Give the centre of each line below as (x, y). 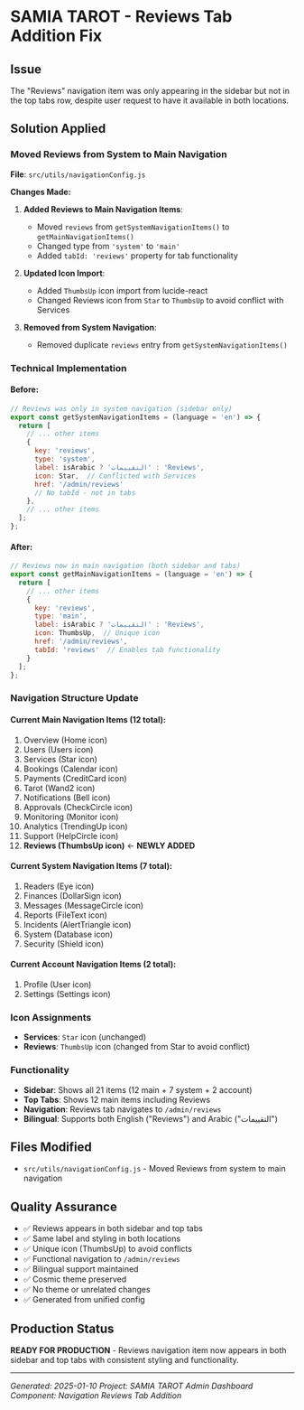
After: (22, 546)
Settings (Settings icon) (67, 994)
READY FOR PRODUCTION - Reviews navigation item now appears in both (148, 1350)
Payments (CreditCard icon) (75, 778)
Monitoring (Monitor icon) (71, 817)
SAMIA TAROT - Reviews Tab (121, 17)
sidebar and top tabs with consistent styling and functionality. (125, 1359)
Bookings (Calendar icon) (70, 769)
